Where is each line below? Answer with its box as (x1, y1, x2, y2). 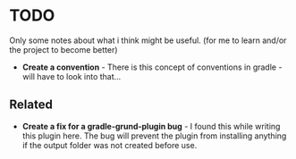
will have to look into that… (21, 71, 122, 81)
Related (9, 97, 54, 113)
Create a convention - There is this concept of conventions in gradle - (21, 62, 283, 72)
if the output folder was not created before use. (21, 139, 198, 150)
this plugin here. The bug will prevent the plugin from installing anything (21, 130, 287, 141)
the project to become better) (9, 44, 118, 54)
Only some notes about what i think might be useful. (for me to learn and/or (9, 35, 287, 46)
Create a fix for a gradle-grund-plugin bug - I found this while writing (21, 121, 281, 131)
